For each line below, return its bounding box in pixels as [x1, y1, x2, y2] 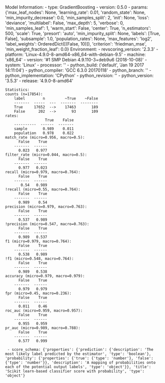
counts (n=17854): [5, 92, 43, 96]
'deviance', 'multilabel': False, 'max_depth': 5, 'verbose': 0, [5, 20, 124, 26]
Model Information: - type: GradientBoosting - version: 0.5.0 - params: [5, 4, 148, 10]
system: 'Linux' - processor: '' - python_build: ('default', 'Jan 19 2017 [5, 62, 144, 68]
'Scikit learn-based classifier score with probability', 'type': [5, 369, 145, 374]
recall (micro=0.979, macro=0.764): [5, 170, 81, 175]
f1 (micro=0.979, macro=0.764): [5, 239, 72, 244]
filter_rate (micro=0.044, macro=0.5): [5, 152, 87, 157]
